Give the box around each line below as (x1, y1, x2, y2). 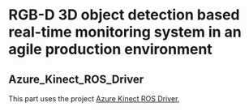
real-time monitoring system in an (8, 23, 242, 41)
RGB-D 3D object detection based (8, 6, 240, 24)
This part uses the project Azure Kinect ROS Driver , (8, 94, 180, 103)
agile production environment (8, 41, 213, 58)
